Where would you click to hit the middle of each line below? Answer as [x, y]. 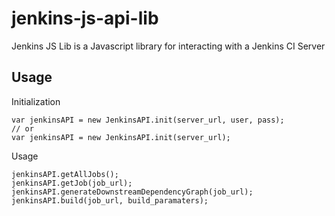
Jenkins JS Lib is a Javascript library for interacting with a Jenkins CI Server [168, 46]
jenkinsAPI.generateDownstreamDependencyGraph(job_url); [132, 192]
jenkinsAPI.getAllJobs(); [65, 174]
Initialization [36, 101]
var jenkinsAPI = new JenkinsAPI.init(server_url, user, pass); [148, 120]
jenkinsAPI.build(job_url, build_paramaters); [110, 200]
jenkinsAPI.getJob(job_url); [72, 183]
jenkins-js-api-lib [85, 18]
